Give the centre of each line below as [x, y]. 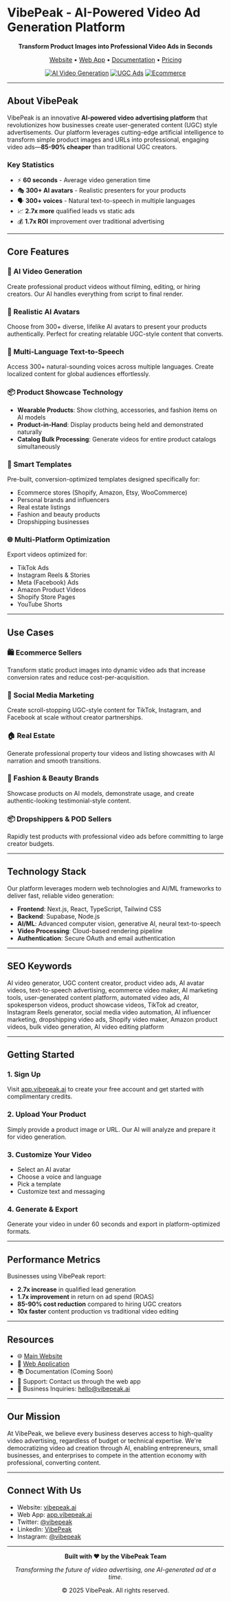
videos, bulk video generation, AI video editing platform [86, 1027]
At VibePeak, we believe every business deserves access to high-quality [110, 1433]
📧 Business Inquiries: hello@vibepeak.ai [74, 1388]
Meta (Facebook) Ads [48, 582]
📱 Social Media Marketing [51, 695]
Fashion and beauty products [59, 514]
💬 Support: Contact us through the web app [79, 1381]
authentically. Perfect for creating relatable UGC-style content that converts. [115, 334]
